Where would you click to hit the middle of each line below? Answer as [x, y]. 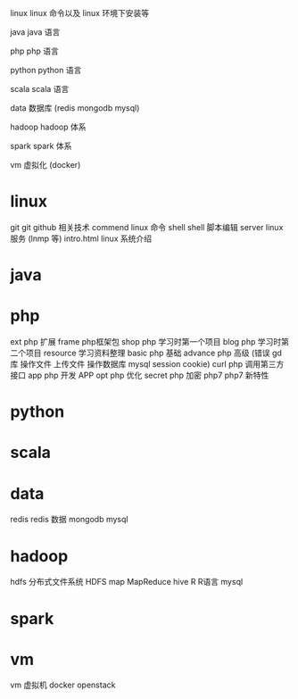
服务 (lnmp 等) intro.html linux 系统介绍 [81, 238]
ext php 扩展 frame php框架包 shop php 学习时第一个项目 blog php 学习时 [146, 342]
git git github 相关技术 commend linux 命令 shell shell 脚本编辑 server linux [147, 227]
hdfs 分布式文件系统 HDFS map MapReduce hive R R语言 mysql [127, 582]
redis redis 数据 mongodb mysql [69, 520]
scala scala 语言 [40, 89]
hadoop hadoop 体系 [49, 127]
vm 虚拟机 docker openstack [63, 685]
